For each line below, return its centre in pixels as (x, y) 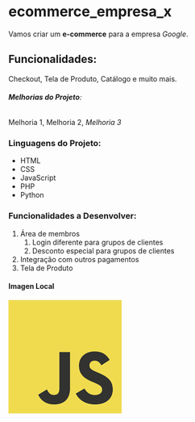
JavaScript (38, 178)
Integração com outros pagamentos (79, 259)
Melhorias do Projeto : (45, 97)
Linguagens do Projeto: (55, 143)
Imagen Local (31, 286)
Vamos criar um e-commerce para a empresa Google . (98, 34)
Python (32, 195)
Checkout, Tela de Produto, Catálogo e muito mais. (93, 78)
